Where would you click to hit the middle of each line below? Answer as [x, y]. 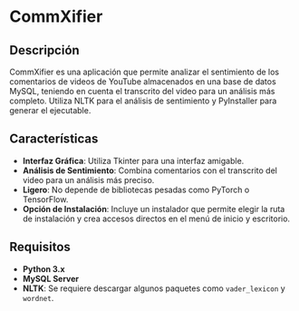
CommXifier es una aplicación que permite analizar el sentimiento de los [145, 72]
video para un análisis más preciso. [88, 180]
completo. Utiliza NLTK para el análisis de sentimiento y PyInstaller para [143, 101]
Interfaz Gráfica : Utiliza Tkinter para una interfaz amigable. [133, 160]
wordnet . [38, 297]
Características [54, 139]
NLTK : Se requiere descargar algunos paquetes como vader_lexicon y [154, 288]
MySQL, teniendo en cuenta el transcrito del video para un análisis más [142, 91]
